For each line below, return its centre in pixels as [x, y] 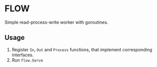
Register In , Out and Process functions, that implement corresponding [82, 49]
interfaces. [23, 55]
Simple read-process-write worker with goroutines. [56, 22]
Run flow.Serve [27, 60]
